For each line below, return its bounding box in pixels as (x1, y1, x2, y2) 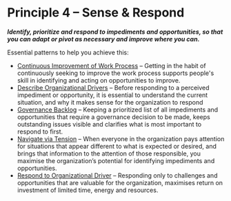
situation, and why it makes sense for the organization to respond (17, 98, 203, 106)
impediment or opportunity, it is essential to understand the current (17, 91, 208, 99)
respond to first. (17, 127, 63, 136)
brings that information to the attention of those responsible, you (17, 149, 201, 158)
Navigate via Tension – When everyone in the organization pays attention (17, 134, 225, 142)
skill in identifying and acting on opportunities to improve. (17, 76, 181, 84)
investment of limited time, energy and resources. (17, 186, 159, 194)
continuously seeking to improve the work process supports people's (17, 69, 214, 77)
